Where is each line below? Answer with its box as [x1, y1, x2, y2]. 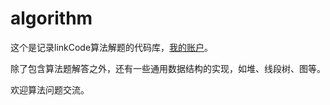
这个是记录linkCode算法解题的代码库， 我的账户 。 [10, 41, 214, 53]
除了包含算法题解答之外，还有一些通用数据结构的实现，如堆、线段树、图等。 [10, 62, 326, 74]
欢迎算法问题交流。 [10, 83, 90, 96]
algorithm [10, 7, 93, 30]
